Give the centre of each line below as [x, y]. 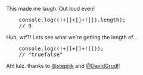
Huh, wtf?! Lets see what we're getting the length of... [72, 37]
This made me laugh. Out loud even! [51, 9]
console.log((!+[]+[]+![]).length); [72, 20]
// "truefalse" [41, 54]
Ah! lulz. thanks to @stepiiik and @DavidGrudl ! [63, 66]
